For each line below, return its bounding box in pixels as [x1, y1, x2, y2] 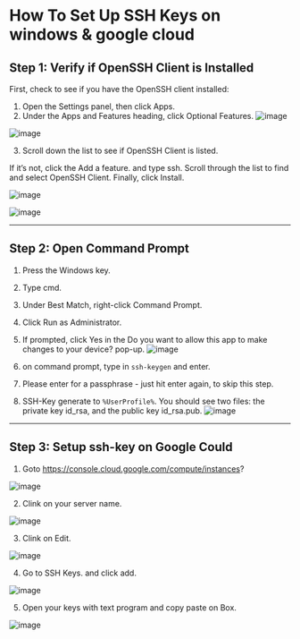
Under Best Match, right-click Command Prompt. [21, 299, 203, 310]
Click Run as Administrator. [21, 317, 122, 328]
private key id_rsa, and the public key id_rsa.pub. [21, 405, 203, 416]
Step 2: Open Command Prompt [9, 241, 189, 256]
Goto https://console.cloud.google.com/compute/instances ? [21, 463, 245, 474]
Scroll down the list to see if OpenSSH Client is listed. [21, 145, 219, 156]
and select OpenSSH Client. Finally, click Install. [9, 172, 185, 183]
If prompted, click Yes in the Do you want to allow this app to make [21, 334, 268, 345]
